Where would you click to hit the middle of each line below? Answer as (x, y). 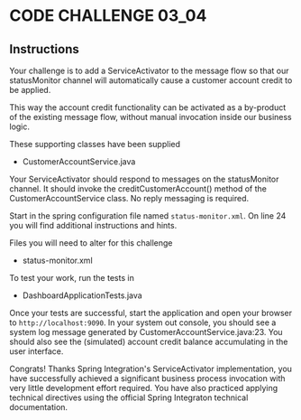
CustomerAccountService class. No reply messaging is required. (129, 198)
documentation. (39, 407)
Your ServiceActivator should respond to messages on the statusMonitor (144, 179)
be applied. (30, 90)
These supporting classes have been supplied (95, 144)
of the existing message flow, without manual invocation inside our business (150, 117)
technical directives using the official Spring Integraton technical (129, 397)
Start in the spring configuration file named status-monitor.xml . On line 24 (148, 216)
